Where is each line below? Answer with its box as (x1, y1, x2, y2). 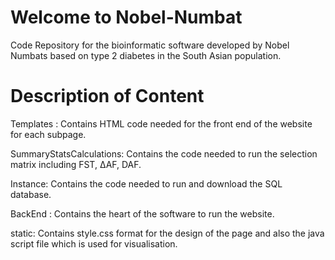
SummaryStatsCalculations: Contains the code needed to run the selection (10, 147, 318, 160)
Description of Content (10, 85, 205, 108)
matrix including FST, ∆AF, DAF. (10, 158, 142, 170)
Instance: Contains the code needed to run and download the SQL (10, 177, 283, 190)
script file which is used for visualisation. (10, 237, 178, 250)
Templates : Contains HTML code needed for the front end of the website (10, 117, 313, 130)
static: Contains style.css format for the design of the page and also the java (10, 227, 325, 239)
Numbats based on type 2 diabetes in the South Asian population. (10, 49, 282, 61)
